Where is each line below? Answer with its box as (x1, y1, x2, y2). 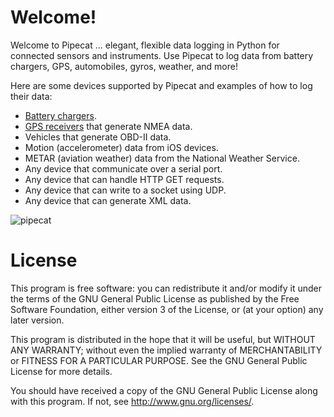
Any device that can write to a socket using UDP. (24, 184, 227, 196)
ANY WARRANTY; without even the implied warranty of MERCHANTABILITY (10, 344, 323, 356)
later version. (10, 314, 65, 326)
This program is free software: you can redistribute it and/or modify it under (10, 282, 322, 294)
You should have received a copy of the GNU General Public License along (10, 384, 318, 396)
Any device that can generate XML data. (24, 194, 192, 206)
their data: (10, 90, 53, 102)
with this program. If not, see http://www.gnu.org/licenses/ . (10, 395, 255, 407)
